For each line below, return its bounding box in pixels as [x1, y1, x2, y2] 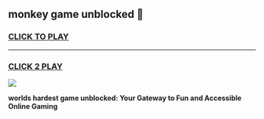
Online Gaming [8, 101, 58, 110]
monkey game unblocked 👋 [8, 8, 144, 21]
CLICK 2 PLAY [8, 60, 63, 71]
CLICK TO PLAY [8, 31, 69, 42]
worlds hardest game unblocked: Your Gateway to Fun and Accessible [8, 93, 242, 103]
